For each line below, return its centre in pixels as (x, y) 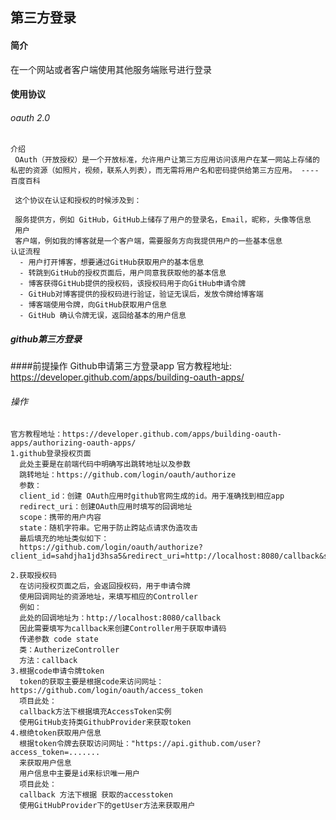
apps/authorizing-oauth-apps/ (73, 443)
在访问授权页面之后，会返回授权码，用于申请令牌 (105, 586)
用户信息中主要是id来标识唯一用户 (80, 773)
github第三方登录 (46, 339)
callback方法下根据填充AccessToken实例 (95, 711)
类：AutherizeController (69, 649)
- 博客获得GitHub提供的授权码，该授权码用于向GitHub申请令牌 (133, 284)
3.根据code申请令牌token (57, 671)
